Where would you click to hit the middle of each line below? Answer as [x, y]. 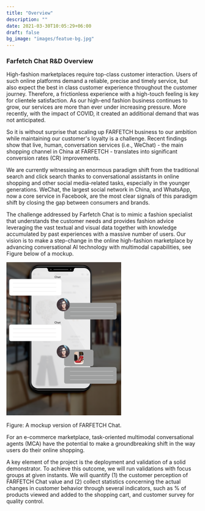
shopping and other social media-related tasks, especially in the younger [98, 183]
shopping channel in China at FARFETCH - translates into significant [92, 152]
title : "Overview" [30, 13]
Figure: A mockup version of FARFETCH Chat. [64, 425]
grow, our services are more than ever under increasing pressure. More [96, 107]
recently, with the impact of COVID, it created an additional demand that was [103, 114]
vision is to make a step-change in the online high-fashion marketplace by [100, 241]
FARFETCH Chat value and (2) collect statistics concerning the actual [94, 482]
